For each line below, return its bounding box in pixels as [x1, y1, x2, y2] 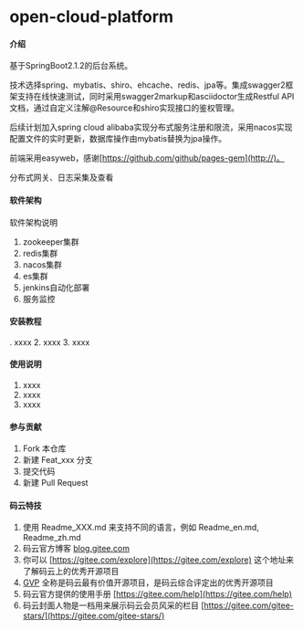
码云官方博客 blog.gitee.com [22, 543, 131, 554]
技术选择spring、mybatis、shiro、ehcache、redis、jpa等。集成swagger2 [9, 79, 286, 90]
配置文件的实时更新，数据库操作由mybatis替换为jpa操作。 [9, 133, 226, 144]
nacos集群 [22, 258, 62, 270]
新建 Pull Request [22, 478, 89, 488]
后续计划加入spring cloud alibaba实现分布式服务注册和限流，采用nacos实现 [9, 121, 293, 133]
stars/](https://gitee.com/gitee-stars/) [22, 610, 165, 622]
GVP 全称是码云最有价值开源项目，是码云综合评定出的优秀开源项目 [22, 577, 274, 588]
